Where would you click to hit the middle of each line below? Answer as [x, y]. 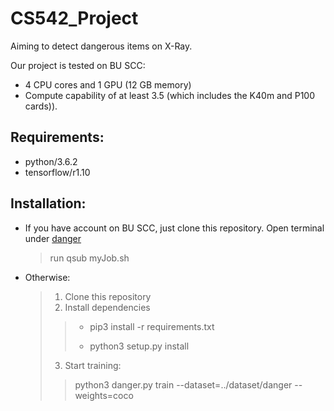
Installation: [48, 203]
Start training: [93, 365]
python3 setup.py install [139, 346]
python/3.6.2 [51, 161]
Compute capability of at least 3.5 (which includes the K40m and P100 [170, 95]
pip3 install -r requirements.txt [152, 326]
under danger [53, 238]
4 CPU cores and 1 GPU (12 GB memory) [108, 84]
